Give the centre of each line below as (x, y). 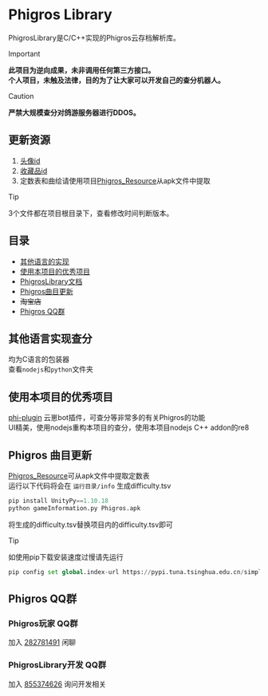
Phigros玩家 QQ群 (43, 623)
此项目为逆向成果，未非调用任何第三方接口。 (82, 70)
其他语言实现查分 (50, 338)
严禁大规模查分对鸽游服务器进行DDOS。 (75, 112)
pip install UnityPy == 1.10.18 (59, 501)
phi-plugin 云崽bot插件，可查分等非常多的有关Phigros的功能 (107, 418)
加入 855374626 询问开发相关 (57, 684)
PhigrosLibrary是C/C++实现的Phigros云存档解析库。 (95, 37)
